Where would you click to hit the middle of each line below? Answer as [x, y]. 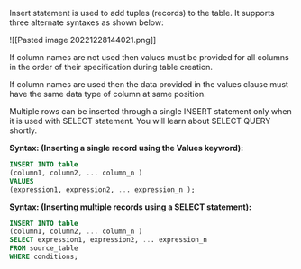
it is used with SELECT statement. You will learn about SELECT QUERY [140, 121]
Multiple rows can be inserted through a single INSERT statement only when [151, 111]
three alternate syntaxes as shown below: [87, 22]
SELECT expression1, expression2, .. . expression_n [108, 240]
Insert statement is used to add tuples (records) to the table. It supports [142, 13]
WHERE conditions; [44, 256]
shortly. [23, 130]
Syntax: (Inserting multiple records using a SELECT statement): [131, 207]
